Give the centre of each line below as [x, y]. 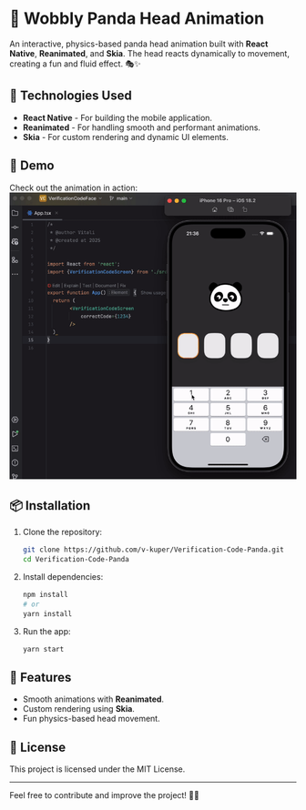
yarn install [47, 613]
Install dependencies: [63, 577]
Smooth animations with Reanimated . [93, 699]
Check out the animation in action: [74, 187]
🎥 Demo [32, 166]
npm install [45, 595]
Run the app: [46, 631]
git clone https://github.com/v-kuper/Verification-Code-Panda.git [153, 550]
